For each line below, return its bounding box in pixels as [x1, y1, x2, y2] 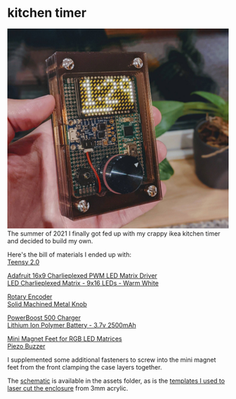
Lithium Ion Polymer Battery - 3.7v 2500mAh [7, 320, 137, 329]
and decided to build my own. [7, 236, 93, 245]
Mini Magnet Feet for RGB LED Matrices [7, 334, 122, 343]
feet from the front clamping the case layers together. [7, 363, 162, 371]
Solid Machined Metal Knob [7, 299, 88, 308]
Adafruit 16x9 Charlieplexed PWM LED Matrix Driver [7, 271, 158, 280]
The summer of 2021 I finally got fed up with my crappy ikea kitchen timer [7, 229, 221, 238]
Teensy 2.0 [7, 257, 40, 266]
